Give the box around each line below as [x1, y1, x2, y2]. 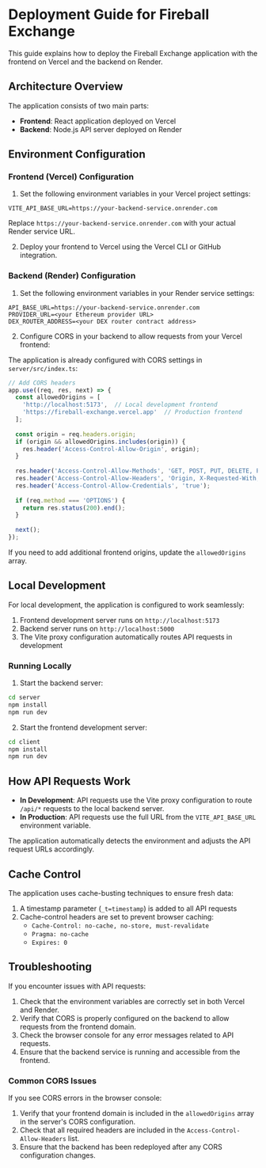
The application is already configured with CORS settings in [8, 355, 203, 365]
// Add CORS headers [8, 378, 77, 387]
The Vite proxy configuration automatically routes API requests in [19, 631, 233, 642]
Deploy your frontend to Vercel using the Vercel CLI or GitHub [19, 242, 222, 252]
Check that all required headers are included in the [19, 1125, 186, 1135]
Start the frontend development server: [19, 722, 148, 732]
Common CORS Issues [8, 1075, 97, 1086]
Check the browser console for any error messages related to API [19, 1030, 234, 1040]
